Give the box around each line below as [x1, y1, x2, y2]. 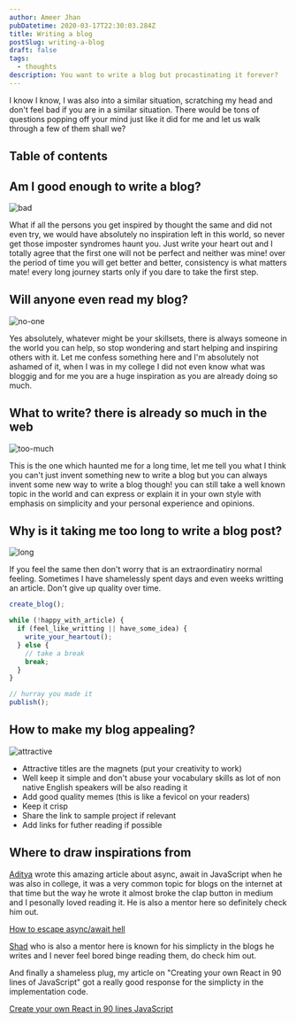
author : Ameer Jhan [9, 12, 81, 22]
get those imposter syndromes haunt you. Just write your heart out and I [9, 238, 274, 249]
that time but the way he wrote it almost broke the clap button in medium [9, 887, 274, 898]
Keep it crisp [21, 801, 69, 811]
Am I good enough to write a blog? [9, 179, 201, 194]
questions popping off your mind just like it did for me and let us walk [9, 113, 261, 124]
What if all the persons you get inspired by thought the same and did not [9, 219, 273, 230]
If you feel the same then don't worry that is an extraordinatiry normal [9, 564, 262, 575]
